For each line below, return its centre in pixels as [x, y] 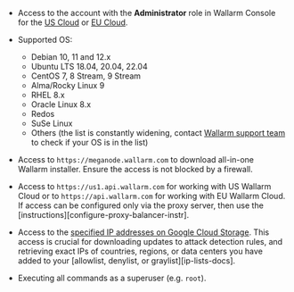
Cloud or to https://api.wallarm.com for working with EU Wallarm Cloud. [151, 196]
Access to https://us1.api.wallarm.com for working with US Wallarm [144, 186]
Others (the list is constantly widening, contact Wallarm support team [158, 133]
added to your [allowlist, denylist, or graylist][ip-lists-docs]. [127, 261]
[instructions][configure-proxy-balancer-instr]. [103, 215]
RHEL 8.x [48, 95]
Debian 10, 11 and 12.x [71, 57]
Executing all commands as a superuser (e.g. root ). [112, 278]
